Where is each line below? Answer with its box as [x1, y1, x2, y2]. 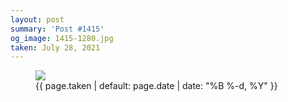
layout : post [10, 14, 65, 25]
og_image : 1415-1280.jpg [10, 33, 114, 43]
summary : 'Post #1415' [10, 24, 105, 34]
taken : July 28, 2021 [10, 42, 101, 53]
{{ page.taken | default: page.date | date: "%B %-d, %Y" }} [35, 80, 278, 92]
